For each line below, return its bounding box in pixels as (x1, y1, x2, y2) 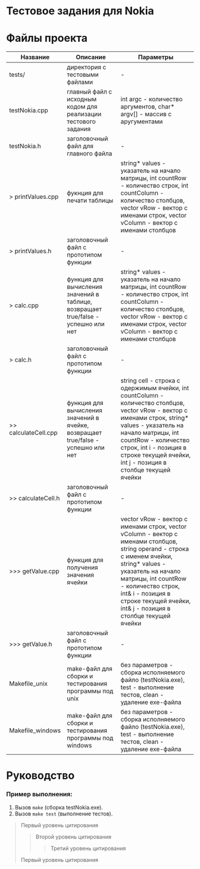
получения (67, 563, 98, 572)
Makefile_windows (9, 727, 61, 735)
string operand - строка (120, 545, 189, 553)
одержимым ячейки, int (120, 384, 189, 393)
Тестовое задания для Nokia (6, 4, 155, 18)
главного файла (67, 149, 112, 158)
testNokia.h (9, 142, 42, 150)
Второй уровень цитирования (35, 833, 112, 840)
